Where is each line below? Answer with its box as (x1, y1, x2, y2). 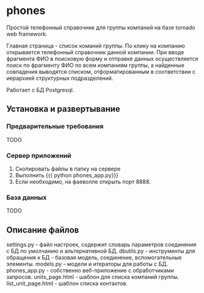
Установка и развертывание (6, 104, 120, 115)
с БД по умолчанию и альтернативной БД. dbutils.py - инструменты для (6, 247, 195, 255)
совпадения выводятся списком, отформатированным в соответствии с (6, 68, 195, 75)
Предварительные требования (6, 122, 104, 131)
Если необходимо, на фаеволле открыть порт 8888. (15, 178, 151, 185)
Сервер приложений (6, 151, 71, 160)
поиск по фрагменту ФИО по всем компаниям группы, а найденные (6, 62, 184, 69)
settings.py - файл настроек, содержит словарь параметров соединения (6, 241, 197, 249)
